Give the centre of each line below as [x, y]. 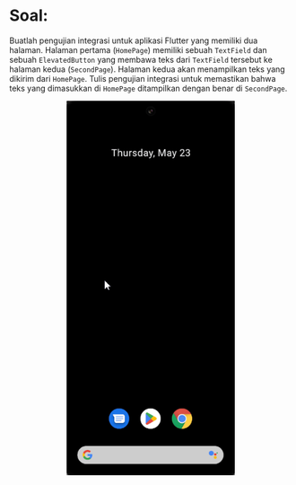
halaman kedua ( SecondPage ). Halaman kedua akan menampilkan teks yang [147, 69]
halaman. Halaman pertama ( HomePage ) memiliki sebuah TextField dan [138, 49]
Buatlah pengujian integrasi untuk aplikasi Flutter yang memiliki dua [134, 40]
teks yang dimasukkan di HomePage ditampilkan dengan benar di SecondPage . [148, 88]
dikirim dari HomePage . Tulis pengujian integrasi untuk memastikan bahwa [143, 78]
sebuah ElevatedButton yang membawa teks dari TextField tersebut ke [141, 59]
